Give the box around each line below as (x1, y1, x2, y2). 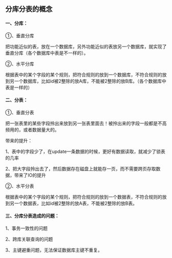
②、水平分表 (5, 183, 34, 189)
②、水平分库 (5, 60, 34, 67)
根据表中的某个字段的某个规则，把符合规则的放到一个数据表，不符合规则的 (5, 193, 162, 200)
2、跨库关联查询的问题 (5, 236, 53, 242)
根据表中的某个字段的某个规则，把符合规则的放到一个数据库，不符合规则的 (5, 71, 162, 78)
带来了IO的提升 (14, 172, 46, 178)
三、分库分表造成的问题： (5, 213, 59, 219)
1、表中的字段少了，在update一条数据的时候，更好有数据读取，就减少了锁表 (5, 148, 165, 155)
